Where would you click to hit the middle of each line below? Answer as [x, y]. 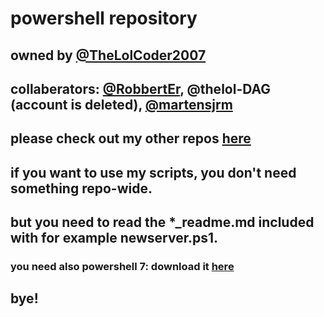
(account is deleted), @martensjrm [121, 104]
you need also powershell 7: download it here [122, 267]
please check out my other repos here [131, 138]
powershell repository [104, 18]
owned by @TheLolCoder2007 [108, 55]
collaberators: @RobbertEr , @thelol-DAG [141, 88]
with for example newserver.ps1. [114, 238]
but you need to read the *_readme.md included [162, 222]
